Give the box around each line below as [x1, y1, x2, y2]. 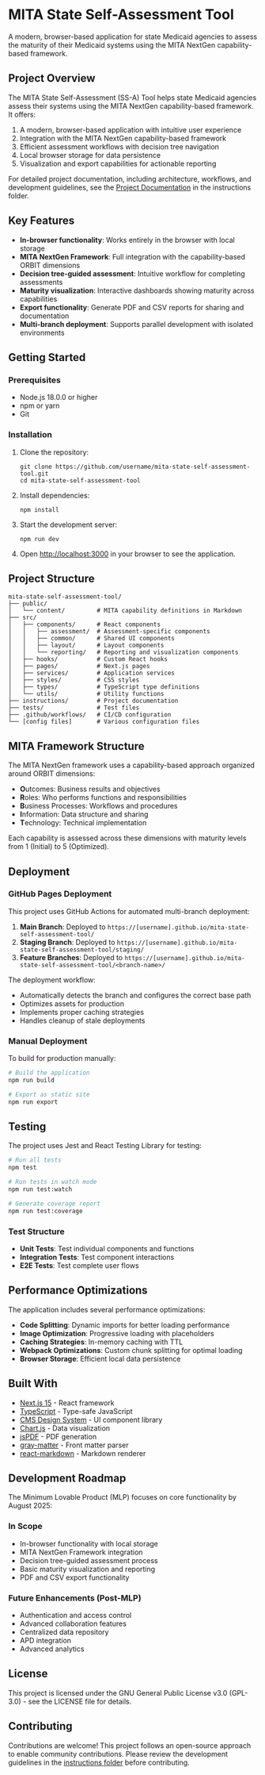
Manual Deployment [8, 1035, 88, 1047]
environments [19, 328, 65, 337]
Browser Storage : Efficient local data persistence [19, 1354, 181, 1363]
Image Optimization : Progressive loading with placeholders [19, 1328, 215, 1338]
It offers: [8, 109, 36, 119]
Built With [8, 1377, 58, 1390]
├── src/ [8, 613, 37, 622]
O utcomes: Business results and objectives [19, 784, 161, 794]
